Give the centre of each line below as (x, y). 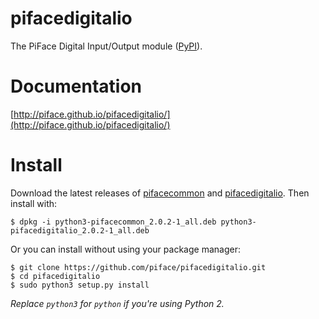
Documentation (76, 86)
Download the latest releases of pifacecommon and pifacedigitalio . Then (160, 193)
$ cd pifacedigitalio (55, 276)
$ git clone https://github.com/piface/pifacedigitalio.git (138, 267)
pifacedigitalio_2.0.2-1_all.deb (80, 230)
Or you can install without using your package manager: (125, 249)
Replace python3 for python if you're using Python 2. (117, 303)
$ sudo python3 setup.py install (80, 285)
